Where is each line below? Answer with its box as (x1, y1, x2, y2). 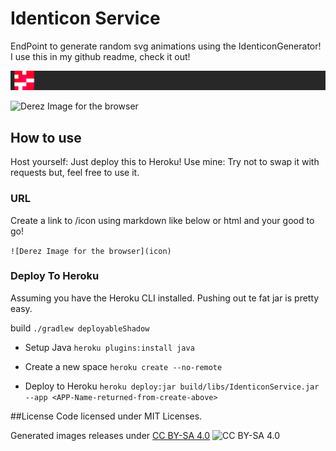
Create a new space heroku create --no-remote (24, 360, 223, 372)
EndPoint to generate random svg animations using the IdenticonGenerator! (10, 40, 322, 52)
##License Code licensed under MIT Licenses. (10, 410, 203, 422)
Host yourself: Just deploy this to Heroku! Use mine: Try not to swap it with (10, 156, 320, 168)
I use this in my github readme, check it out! (10, 50, 191, 62)
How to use (10, 129, 82, 146)
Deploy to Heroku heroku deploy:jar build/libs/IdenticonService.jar (24, 380, 320, 392)
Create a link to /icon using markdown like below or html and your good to (10, 214, 315, 226)
